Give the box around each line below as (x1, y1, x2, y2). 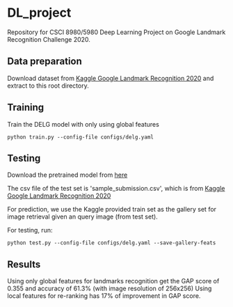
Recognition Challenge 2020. (7, 35, 90, 43)
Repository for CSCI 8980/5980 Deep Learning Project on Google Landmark (7, 28, 226, 36)
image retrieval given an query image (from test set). (7, 212, 158, 221)
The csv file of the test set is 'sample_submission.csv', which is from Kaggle (7, 184, 225, 193)
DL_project (7, 5, 72, 21)
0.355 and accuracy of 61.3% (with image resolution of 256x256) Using (7, 284, 212, 293)
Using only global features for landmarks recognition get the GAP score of (7, 277, 220, 285)
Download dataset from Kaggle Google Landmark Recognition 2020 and (7, 74, 214, 82)
